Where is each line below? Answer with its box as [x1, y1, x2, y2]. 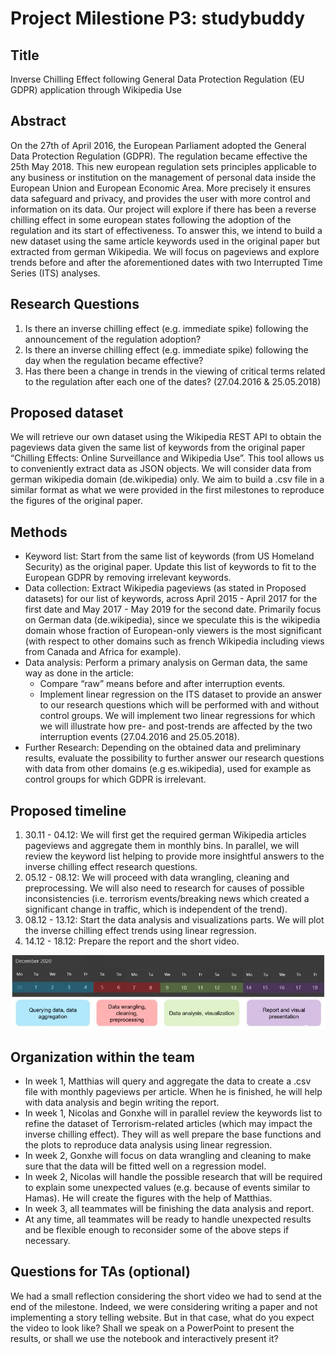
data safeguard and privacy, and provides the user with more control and [10, 192, 311, 204]
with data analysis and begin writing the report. [24, 1097, 220, 1109]
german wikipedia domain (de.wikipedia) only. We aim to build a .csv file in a [10, 473, 325, 486]
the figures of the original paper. [10, 495, 143, 507]
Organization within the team [10, 1048, 195, 1066]
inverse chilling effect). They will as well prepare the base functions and [24, 1128, 322, 1141]
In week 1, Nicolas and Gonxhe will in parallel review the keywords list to [24, 1107, 323, 1119]
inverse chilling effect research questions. [24, 861, 198, 873]
